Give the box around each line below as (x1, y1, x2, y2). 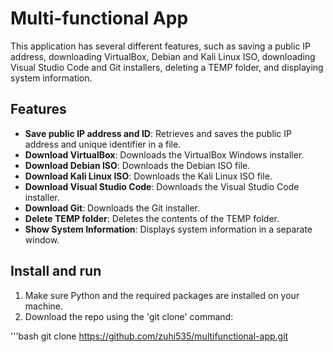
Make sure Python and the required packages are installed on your (24, 289, 300, 301)
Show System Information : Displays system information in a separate (24, 223, 313, 235)
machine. (24, 300, 64, 312)
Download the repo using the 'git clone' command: (24, 310, 234, 322)
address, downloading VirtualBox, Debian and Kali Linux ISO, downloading (10, 50, 316, 62)
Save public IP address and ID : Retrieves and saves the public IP (24, 127, 292, 139)
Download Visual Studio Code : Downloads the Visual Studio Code (24, 180, 300, 192)
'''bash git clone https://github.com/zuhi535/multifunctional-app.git (10, 330, 289, 342)
